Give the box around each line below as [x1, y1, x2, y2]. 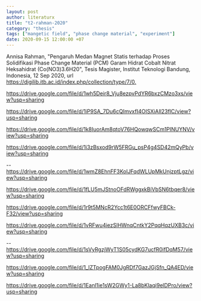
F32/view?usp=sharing [6, 210, 63, 217]
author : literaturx [6, 14, 55, 20]
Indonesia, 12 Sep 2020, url [6, 72, 74, 79]
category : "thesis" [6, 25, 55, 32]
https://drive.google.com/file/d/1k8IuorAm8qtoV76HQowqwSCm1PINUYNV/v [6, 126, 195, 133]
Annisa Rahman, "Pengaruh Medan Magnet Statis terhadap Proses [6, 53, 170, 60]
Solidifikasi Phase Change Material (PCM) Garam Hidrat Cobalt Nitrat [6, 59, 176, 66]
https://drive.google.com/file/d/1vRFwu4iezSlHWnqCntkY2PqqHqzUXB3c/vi [6, 222, 194, 229]
